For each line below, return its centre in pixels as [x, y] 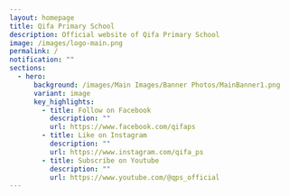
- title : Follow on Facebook [97, 110]
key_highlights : [64, 102]
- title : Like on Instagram [94, 135]
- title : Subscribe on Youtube [101, 160]
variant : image [62, 93]
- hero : [32, 77]
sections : [28, 69]
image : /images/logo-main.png [66, 43]
